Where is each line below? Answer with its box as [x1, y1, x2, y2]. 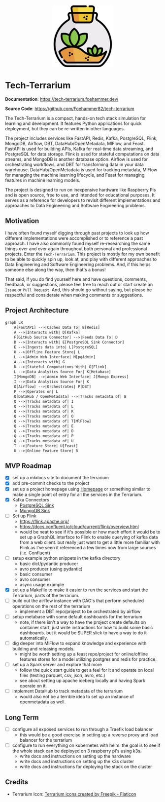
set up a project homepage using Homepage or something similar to [12, 486, 151, 492]
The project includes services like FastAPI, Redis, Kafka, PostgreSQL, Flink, [5, 135, 158, 141]
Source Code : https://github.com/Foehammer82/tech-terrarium [5, 106, 134, 112]
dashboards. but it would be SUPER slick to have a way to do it [19, 630, 147, 636]
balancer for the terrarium [19, 737, 72, 743]
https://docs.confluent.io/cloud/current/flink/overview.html [19, 524, 139, 530]
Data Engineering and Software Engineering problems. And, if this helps [5, 261, 151, 267]
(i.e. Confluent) [19, 550, 51, 556]
